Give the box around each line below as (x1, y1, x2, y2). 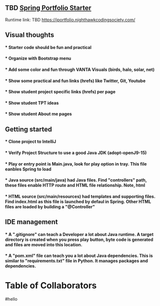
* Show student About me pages (5, 111, 72, 117)
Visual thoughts (5, 31, 54, 39)
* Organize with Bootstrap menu (5, 55, 71, 61)
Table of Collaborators (5, 280, 97, 291)
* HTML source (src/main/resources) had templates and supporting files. (5, 193, 156, 199)
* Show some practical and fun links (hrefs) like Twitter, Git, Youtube (5, 78, 146, 84)
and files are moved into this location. (5, 241, 82, 247)
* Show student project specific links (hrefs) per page (5, 89, 116, 95)
